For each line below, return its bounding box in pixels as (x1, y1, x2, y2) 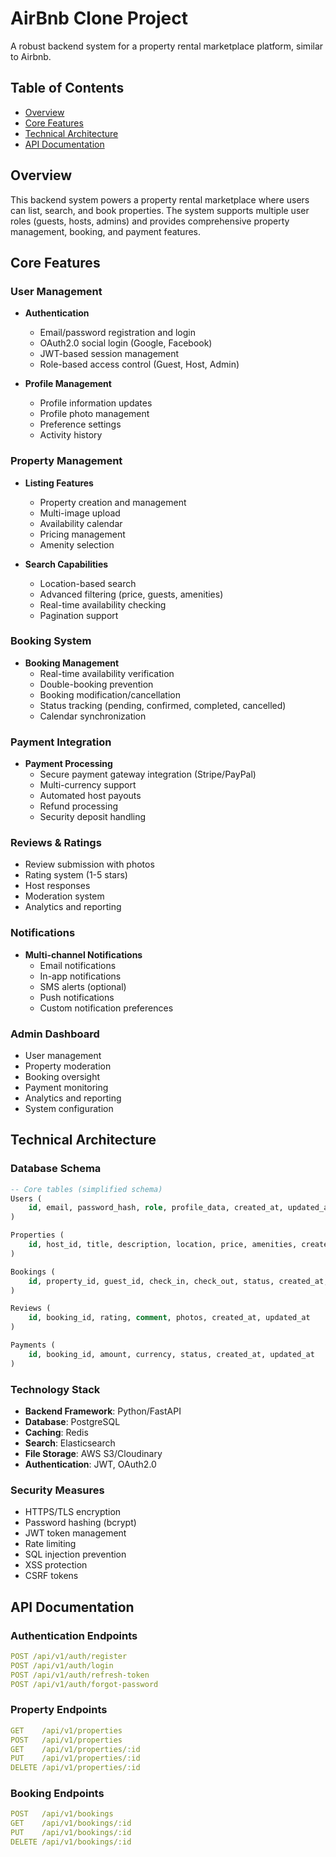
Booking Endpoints (10, 1787, 105, 1801)
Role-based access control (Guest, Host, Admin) (39, 358, 240, 371)
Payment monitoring (24, 1082, 109, 1094)
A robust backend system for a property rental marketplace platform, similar (10, 40, 324, 52)
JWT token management (24, 1527, 127, 1539)
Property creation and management (39, 496, 187, 508)
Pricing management (39, 528, 126, 540)
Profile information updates (39, 397, 153, 409)
